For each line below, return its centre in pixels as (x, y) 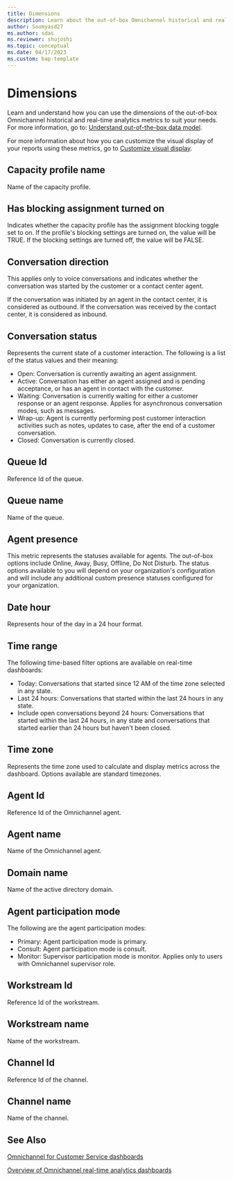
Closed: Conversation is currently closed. (76, 440)
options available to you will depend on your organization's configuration (111, 571)
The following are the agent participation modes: (77, 928)
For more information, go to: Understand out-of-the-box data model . (105, 127)
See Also (27, 1140)
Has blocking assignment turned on (86, 208)
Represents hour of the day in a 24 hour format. (75, 624)
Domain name (38, 873)
